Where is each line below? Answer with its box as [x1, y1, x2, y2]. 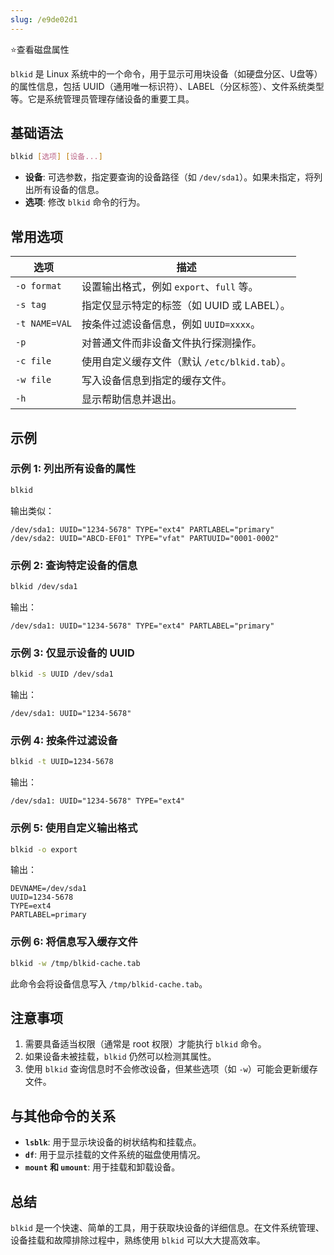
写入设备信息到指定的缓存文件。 [81, 374, 233, 388]
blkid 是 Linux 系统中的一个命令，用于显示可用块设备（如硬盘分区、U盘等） [10, 67, 323, 80]
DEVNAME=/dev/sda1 [10, 884, 87, 894]
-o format [15, 281, 62, 292]
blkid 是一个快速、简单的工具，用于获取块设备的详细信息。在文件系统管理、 [10, 1221, 325, 1233]
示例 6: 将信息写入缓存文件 [10, 935, 138, 949]
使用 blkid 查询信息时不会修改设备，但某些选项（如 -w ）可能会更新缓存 [24, 1063, 318, 1075]
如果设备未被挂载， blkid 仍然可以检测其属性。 [24, 1051, 217, 1063]
